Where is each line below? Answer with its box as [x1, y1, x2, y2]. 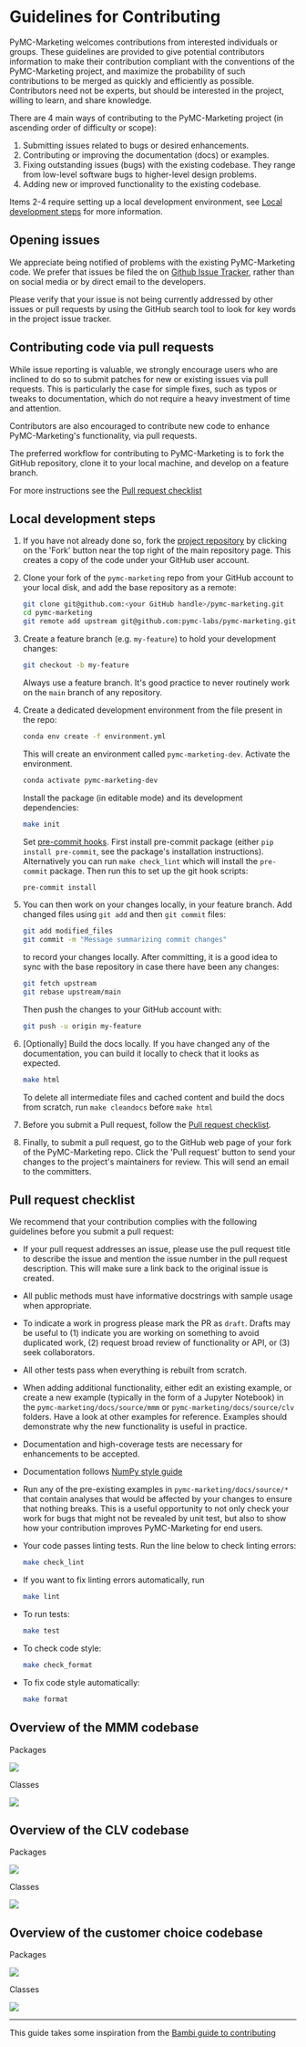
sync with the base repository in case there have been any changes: [22, 961, 280, 973]
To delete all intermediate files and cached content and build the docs [22, 1091, 285, 1102]
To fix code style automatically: [22, 1676, 140, 1687]
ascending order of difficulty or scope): [9, 121, 158, 133]
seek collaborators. [22, 1347, 96, 1358]
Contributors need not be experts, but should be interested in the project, [9, 85, 285, 96]
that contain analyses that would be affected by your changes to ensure [22, 1494, 293, 1505]
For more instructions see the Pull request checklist [9, 485, 202, 496]
